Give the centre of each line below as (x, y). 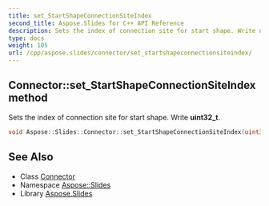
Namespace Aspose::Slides (65, 184)
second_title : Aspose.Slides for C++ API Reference (96, 23)
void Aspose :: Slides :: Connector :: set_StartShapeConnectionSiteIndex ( (127, 132)
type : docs (26, 38)
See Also (31, 157)
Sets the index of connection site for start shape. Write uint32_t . (114, 117)
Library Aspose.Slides (56, 193)
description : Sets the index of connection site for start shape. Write (132, 30)
